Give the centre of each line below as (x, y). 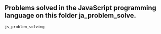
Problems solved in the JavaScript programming (80, 8)
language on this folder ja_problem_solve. (70, 16)
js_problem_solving (25, 27)
